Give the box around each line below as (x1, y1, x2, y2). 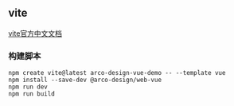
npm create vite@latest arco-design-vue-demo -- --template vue (8, 69, 226, 77)
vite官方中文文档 (8, 28, 62, 38)
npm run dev (8, 83, 48, 91)
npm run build (8, 90, 56, 98)
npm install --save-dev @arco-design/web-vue (8, 76, 162, 84)
